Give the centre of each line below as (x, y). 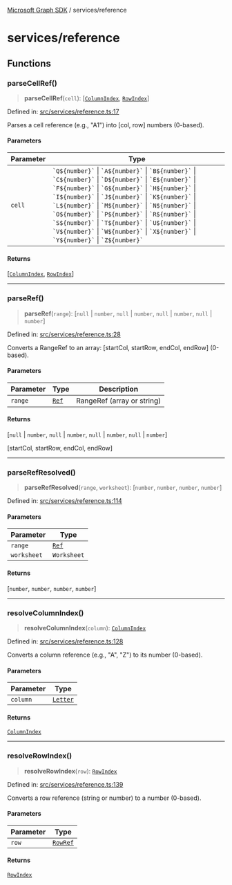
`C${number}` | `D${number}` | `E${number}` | (124, 179)
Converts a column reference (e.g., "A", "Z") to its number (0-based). (105, 655)
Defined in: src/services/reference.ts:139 (65, 784)
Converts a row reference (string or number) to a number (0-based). (104, 798)
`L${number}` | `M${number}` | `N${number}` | (124, 206)
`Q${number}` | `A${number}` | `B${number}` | (124, 171)
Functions (29, 63)
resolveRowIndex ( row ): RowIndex (70, 771)
